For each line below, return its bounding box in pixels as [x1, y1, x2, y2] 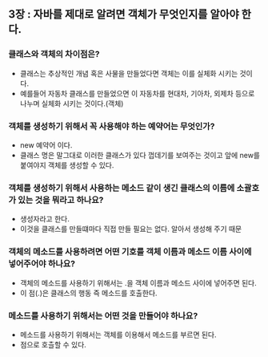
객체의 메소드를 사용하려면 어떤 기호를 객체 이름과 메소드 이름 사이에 [8, 246, 252, 258]
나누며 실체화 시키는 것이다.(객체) [19, 99, 124, 108]
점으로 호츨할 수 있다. [19, 339, 86, 349]
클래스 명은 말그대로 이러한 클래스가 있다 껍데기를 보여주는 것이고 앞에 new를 [19, 150, 260, 160]
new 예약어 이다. [19, 140, 73, 150]
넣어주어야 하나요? [8, 258, 76, 270]
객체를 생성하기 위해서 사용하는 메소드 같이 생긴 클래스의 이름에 [8, 182, 235, 193]
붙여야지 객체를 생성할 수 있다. [19, 160, 114, 170]
